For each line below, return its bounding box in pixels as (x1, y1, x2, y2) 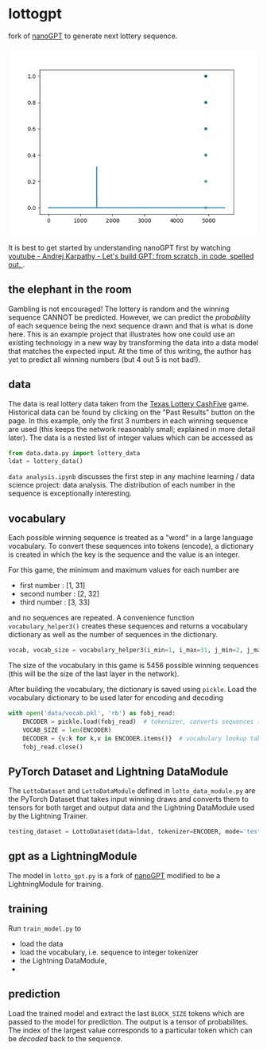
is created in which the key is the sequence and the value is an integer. (8, 550, 240, 559)
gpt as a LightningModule (8, 850, 137, 863)
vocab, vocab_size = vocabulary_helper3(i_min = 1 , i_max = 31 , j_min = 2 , (8, 646, 244, 655)
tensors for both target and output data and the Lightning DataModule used (8, 803, 255, 812)
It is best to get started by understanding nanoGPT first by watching (8, 243, 231, 252)
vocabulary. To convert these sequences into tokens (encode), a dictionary (8, 542, 254, 551)
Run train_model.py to (8, 924, 82, 933)
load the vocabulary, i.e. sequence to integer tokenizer (19, 947, 199, 957)
